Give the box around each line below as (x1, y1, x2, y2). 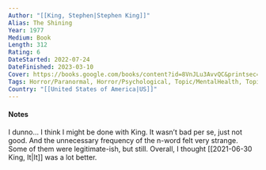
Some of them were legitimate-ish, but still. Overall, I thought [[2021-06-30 (8, 144, 253, 153)
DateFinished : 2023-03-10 (8, 63, 93, 71)
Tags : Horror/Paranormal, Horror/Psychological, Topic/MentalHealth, (8, 77, 243, 85)
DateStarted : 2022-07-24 (8, 56, 90, 64)
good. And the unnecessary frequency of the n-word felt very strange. (8, 135, 239, 145)
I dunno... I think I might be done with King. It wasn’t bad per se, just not (8, 127, 243, 137)
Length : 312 (8, 41, 47, 49)
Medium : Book (8, 33, 51, 42)
